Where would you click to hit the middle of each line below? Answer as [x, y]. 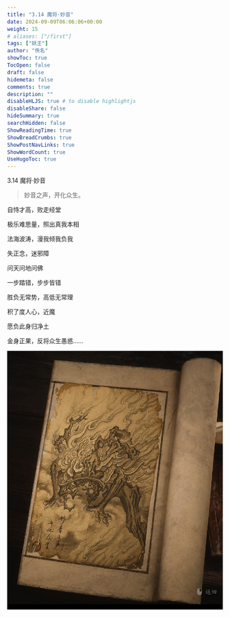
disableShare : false [37, 109]
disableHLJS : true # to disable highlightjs [72, 102]
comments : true [29, 87]
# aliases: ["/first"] [39, 36]
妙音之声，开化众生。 [54, 195]
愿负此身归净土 [28, 327]
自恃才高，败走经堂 [34, 210]
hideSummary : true [33, 116]
